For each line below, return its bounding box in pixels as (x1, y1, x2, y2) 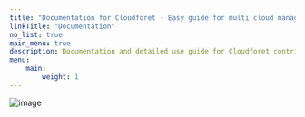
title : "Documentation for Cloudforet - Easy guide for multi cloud (9, 13, 274, 23)
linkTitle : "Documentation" (9, 22, 116, 31)
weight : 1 (42, 73, 79, 82)
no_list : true (9, 30, 64, 39)
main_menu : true (9, 38, 71, 48)
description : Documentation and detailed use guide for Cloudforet (9, 47, 271, 56)
